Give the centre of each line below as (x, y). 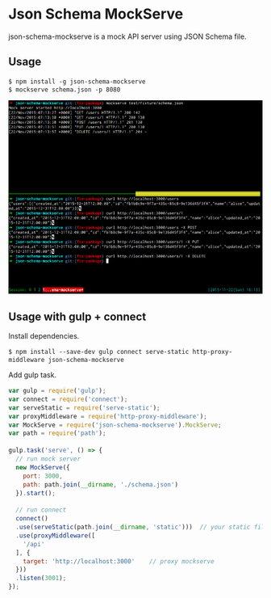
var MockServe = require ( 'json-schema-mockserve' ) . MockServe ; (115, 425)
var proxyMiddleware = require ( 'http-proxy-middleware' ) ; (108, 416)
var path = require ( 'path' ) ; (57, 433)
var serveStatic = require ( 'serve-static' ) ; (84, 408)
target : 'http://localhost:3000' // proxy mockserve (119, 561)
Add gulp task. (33, 375)
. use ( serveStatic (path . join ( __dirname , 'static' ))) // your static (133, 527)
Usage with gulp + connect (77, 316)
